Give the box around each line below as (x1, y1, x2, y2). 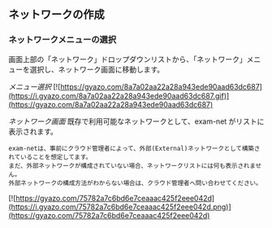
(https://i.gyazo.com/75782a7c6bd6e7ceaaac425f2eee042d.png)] (8, 202, 231, 212)
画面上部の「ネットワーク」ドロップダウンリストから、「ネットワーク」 (8, 54, 247, 64)
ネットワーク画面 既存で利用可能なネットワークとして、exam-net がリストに (8, 116, 265, 126)
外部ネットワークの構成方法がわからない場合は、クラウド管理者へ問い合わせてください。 (8, 178, 262, 187)
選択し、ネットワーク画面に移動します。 (29, 64, 165, 74)
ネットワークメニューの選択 (8, 34, 117, 46)
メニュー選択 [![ (8, 81, 61, 91)
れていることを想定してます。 (8, 153, 92, 161)
